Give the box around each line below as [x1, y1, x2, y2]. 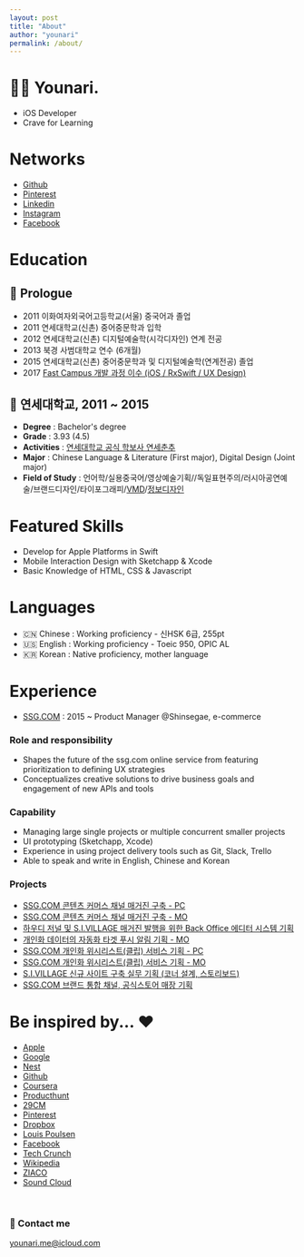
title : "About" [9, 22, 67, 31]
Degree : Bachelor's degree [22, 421, 127, 432]
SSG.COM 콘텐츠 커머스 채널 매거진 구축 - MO [22, 911, 188, 922]
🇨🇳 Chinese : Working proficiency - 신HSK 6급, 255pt [22, 628, 225, 639]
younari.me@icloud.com [9, 1237, 101, 1248]
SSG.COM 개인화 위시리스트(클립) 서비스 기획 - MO [22, 957, 207, 967]
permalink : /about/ [9, 38, 83, 48]
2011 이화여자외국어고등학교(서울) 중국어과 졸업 [22, 310, 191, 322]
